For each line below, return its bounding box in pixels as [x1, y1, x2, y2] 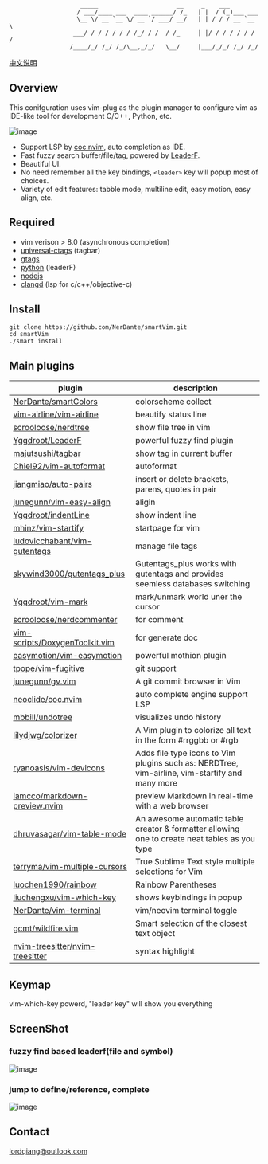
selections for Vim [135, 866, 204, 877]
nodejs [20, 271, 43, 280]
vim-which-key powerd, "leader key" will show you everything [9, 999, 213, 1009]
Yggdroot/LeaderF [13, 435, 82, 446]
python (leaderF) [20, 262, 76, 272]
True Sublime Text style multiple [135, 856, 255, 868]
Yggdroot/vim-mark [13, 596, 88, 607]
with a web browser [135, 801, 209, 812]
